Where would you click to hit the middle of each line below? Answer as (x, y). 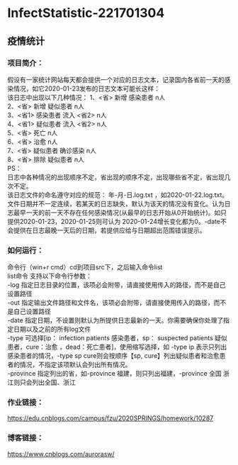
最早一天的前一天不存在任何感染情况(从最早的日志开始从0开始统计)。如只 (120, 212)
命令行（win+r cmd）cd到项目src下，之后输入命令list (85, 267)
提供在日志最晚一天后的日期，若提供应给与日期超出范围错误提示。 (109, 230)
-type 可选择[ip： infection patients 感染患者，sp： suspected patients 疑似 (118, 338)
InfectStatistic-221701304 (86, 13)
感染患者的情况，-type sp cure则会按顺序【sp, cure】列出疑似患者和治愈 (113, 356)
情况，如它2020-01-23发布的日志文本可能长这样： (87, 88)
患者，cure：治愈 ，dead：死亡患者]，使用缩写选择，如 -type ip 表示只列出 (117, 347)
